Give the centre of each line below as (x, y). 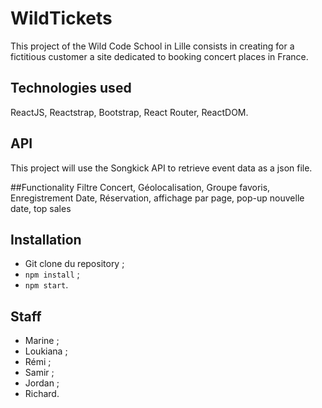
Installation (46, 239)
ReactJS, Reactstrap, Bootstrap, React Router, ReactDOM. (129, 112)
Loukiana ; (46, 351)
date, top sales (41, 208)
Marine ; (42, 341)
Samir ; (39, 373)
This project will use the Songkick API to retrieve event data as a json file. (161, 168)
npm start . (46, 285)
